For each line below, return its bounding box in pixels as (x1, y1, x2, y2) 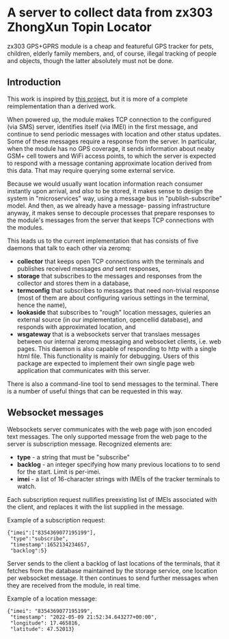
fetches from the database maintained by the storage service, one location (7, 566, 217, 575)
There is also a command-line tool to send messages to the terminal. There (7, 379, 219, 388)
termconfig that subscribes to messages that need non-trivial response (16, 286, 220, 294)
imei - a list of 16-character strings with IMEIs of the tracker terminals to (16, 474, 220, 483)
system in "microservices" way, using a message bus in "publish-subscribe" (7, 194, 222, 202)
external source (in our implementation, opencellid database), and (16, 315, 203, 324)
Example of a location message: (7, 594, 97, 603)
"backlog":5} (10, 547, 48, 554)
